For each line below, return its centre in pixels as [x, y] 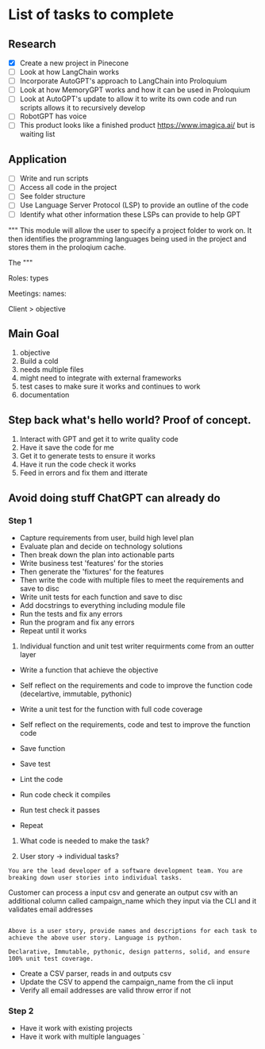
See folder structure [52, 196]
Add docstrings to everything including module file [102, 605]
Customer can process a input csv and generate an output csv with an [123, 892]
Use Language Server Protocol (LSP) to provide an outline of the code [134, 205]
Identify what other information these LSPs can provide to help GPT [130, 214]
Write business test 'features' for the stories [92, 563]
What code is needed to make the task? [84, 841]
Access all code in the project [68, 188]
